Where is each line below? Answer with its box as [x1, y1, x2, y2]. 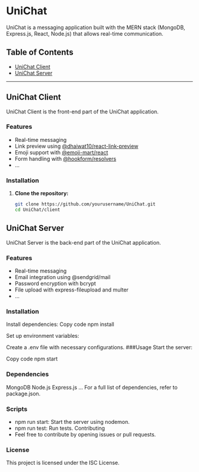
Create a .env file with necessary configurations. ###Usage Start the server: [6, 344, 192, 351]
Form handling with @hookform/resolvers [14, 155, 117, 162]
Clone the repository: [14, 190, 69, 197]
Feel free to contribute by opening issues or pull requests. [14, 430, 156, 438]
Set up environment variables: [6, 332, 79, 340]
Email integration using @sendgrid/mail [14, 274, 111, 281]
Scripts [6, 405, 28, 413]
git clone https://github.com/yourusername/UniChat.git [14, 201, 156, 207]
